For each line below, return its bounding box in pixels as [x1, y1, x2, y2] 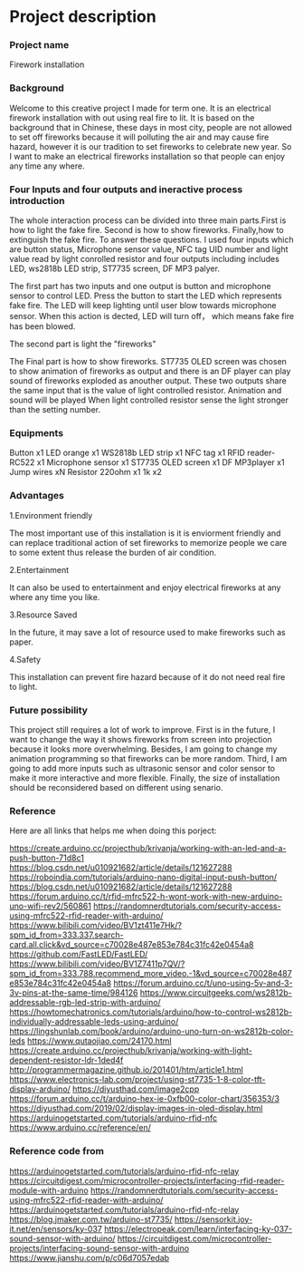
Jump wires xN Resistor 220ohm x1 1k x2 [9, 467, 163, 478]
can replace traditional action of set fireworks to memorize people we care [9, 537, 288, 548]
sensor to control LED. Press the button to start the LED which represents [9, 290, 282, 301]
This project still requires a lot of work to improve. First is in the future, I [9, 723, 276, 735]
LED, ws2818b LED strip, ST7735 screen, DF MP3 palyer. [9, 263, 220, 274]
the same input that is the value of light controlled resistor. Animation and [9, 385, 282, 396]
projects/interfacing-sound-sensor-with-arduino [9, 1242, 190, 1253]
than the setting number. [9, 404, 101, 415]
